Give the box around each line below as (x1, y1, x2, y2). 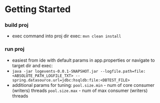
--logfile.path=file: (100, 69, 146, 74)
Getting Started (5, 4, 71, 15)
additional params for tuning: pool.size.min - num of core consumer (12, 82, 155, 88)
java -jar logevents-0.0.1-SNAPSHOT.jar (12, 69, 98, 74)
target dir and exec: (12, 62, 53, 69)
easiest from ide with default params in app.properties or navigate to (12, 57, 155, 63)
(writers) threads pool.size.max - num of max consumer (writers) (12, 87, 148, 93)
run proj (5, 45, 25, 53)
